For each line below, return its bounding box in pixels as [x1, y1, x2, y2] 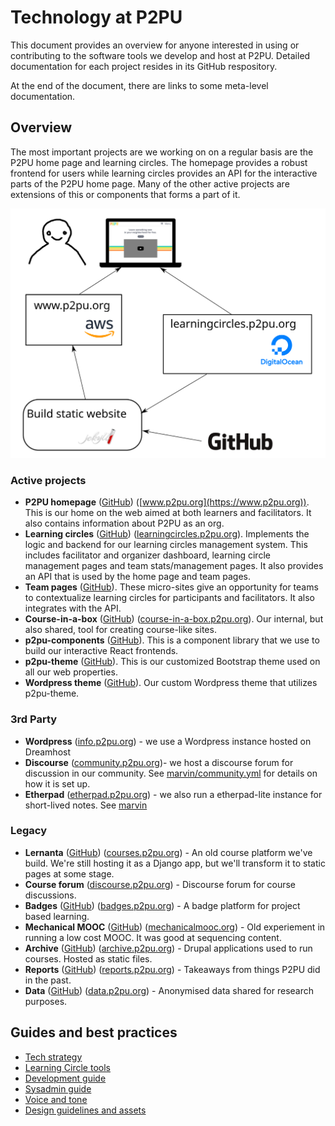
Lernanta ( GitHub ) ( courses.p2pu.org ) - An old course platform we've [24, 846, 313, 858]
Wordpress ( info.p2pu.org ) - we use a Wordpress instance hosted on [24, 735, 312, 747]
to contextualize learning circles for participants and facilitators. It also [24, 592, 315, 604]
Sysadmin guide [24, 1082, 92, 1095]
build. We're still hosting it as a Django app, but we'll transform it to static [24, 857, 326, 869]
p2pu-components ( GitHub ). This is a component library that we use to [24, 634, 320, 646]
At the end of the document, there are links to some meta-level [10, 79, 269, 91]
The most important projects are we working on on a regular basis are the [10, 146, 314, 158]
